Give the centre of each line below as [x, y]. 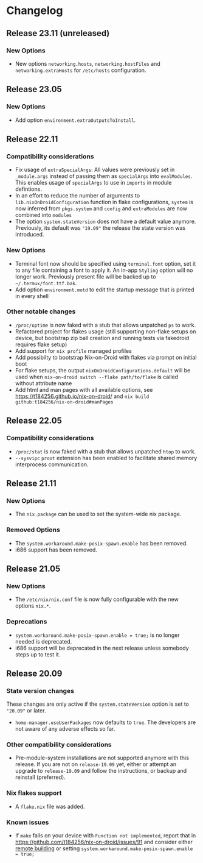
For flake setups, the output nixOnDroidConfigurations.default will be [103, 370]
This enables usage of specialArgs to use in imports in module [93, 183]
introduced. [29, 235]
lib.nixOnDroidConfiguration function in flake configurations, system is [104, 202]
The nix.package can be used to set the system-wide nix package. [98, 514]
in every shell [32, 296]
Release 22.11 [32, 139]
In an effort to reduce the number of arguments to [77, 196]
